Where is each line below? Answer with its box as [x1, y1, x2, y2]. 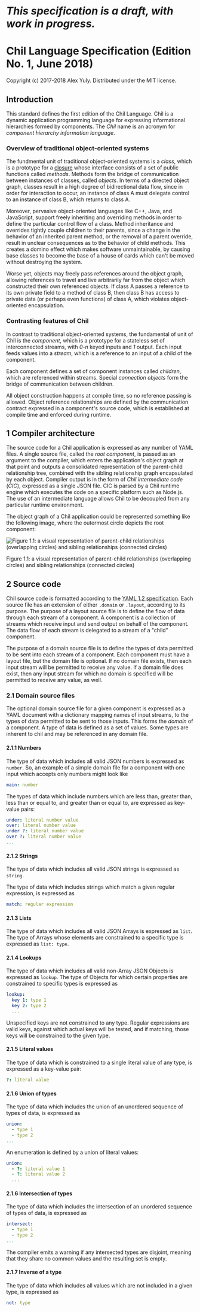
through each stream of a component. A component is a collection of [6, 614, 176, 621]
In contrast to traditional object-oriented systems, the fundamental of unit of [6, 331, 193, 338]
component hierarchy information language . [6, 129, 115, 136]
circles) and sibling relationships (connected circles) [6, 562, 135, 569]
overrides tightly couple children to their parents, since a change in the [6, 226, 180, 234]
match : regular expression [6, 901, 73, 908]
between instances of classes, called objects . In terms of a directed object [6, 177, 189, 184]
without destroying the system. [6, 259, 82, 266]
